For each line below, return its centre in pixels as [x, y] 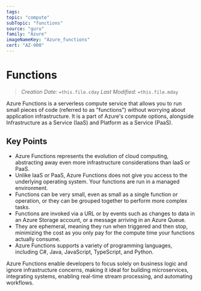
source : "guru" [25, 29]
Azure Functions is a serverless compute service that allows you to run [94, 103]
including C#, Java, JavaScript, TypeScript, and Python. [84, 252]
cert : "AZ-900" [25, 46]
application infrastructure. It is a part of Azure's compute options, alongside [100, 116]
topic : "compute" [28, 17]
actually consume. [38, 239]
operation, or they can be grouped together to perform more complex [101, 201]
